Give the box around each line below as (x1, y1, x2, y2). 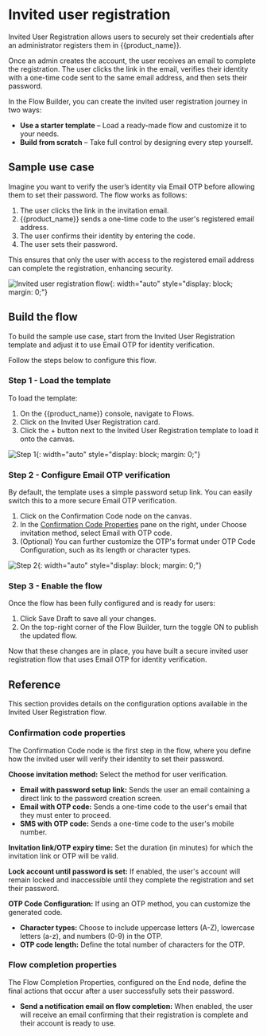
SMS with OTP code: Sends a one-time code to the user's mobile (19, 819, 234, 828)
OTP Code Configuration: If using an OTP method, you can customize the (8, 898, 251, 909)
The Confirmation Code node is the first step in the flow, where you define (8, 745, 252, 755)
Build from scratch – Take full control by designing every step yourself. (19, 137, 253, 147)
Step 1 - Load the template (8, 375, 111, 386)
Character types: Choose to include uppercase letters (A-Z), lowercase (19, 922, 255, 932)
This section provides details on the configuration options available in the (8, 699, 248, 709)
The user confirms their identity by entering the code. (19, 231, 196, 240)
